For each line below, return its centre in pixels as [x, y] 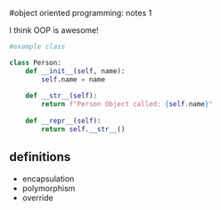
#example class [37, 46]
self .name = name [73, 80]
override [37, 197]
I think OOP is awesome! [54, 30]
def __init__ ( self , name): [75, 71]
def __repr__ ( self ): [63, 121]
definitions [40, 157]
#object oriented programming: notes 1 [81, 13]
